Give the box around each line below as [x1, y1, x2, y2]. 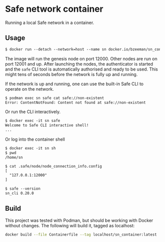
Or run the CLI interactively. [5, 109, 61, 115]
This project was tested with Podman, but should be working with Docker [5, 217, 153, 223]
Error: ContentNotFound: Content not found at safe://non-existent [5, 100, 146, 105]
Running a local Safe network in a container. [5, 20, 94, 25]
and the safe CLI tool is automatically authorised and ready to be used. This [5, 66, 158, 72]
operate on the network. [5, 86, 54, 92]
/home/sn [5, 155, 23, 160]
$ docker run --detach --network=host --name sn [5, 47, 107, 52]
